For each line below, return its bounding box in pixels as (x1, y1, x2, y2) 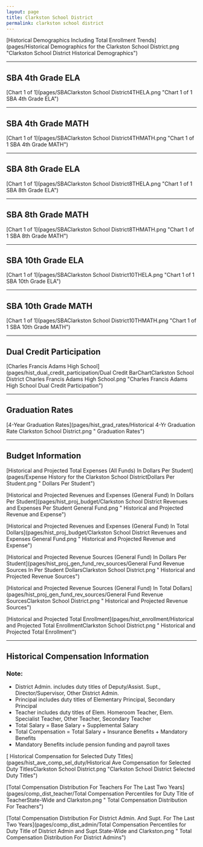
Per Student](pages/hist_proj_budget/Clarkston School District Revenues (6, 498, 188, 505)
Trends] (137, 37, 156, 44)
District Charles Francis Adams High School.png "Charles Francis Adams (6, 375, 188, 383)
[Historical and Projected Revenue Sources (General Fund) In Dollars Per (6, 553, 187, 560)
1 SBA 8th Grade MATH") (6, 232, 68, 239)
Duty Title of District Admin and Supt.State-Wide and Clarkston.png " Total (6, 828, 192, 835)
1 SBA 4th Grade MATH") (6, 141, 68, 148)
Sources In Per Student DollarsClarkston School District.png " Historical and (6, 566, 195, 573)
